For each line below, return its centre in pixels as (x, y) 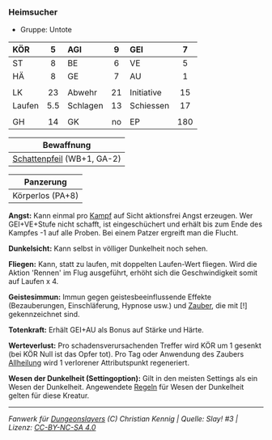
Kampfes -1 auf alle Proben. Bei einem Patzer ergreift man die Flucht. (123, 233)
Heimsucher (33, 12)
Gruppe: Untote (46, 30)
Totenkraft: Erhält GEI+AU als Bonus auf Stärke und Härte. (106, 330)
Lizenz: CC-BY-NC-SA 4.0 (52, 428)
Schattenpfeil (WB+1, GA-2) (67, 159)
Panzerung (45, 182)
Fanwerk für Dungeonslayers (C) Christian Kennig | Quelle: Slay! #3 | (123, 419)
